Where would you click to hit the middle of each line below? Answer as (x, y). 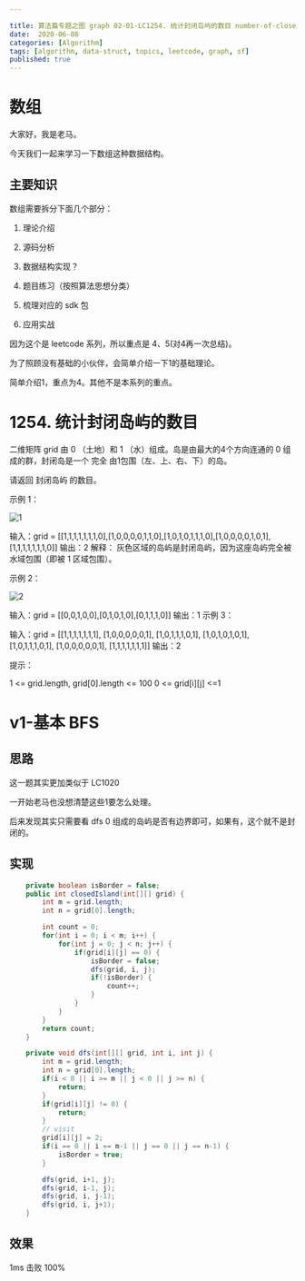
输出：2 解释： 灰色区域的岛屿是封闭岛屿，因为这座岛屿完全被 (176, 547)
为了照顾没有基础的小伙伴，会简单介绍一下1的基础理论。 (114, 362)
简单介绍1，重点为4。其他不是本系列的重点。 (93, 382)
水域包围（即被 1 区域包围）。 (63, 559)
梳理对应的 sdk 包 (55, 304)
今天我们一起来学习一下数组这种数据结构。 (89, 154)
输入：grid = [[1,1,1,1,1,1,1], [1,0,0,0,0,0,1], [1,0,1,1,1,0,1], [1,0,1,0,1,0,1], (129, 634)
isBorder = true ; (91, 1155)
